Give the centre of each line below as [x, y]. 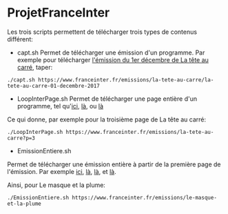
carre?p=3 [21, 138]
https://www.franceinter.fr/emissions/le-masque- [144, 197]
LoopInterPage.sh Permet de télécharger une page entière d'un [107, 99]
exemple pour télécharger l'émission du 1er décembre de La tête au [113, 59]
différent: [20, 39]
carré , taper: [35, 67]
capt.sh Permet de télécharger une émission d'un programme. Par [111, 52]
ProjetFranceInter [59, 13]
